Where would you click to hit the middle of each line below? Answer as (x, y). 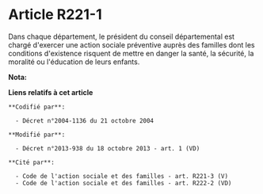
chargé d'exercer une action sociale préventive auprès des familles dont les (131, 44)
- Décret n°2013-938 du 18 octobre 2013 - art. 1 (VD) (108, 148)
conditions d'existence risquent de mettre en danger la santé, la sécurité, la (131, 53)
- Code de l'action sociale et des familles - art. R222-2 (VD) (124, 183)
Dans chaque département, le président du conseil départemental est (122, 36)
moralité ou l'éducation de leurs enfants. (74, 62)
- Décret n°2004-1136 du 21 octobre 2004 (85, 120)
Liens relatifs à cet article (51, 92)
